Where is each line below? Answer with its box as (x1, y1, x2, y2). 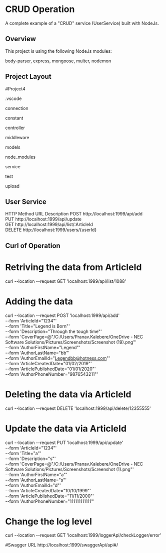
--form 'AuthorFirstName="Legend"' (5, 344, 80, 350)
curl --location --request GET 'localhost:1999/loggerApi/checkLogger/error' (5, 532, 161, 538)
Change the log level (5, 516, 92, 527)
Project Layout (5, 72, 51, 81)
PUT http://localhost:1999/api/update (5, 216, 81, 222)
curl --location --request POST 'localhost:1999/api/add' (5, 312, 120, 318)
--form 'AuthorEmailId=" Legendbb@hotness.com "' (5, 355, 110, 361)
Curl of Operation (5, 241, 61, 250)
